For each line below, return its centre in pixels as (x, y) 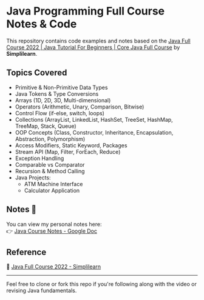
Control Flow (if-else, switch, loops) (60, 113)
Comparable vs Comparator (50, 164)
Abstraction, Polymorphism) (50, 139)
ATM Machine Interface (53, 184)
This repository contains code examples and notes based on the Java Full (98, 41)
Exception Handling (39, 158)
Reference (26, 252)
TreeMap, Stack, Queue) (46, 126)
